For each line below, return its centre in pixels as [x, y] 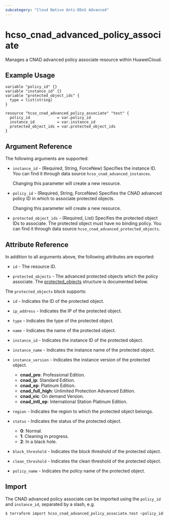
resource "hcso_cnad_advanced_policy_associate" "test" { [67, 113]
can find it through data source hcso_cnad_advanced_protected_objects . [86, 229]
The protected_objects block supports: [46, 291]
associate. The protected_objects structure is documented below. [80, 282]
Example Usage [30, 75]
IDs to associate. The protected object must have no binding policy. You [87, 223]
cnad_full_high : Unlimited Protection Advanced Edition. [78, 391]
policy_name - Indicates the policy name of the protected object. [79, 471]
